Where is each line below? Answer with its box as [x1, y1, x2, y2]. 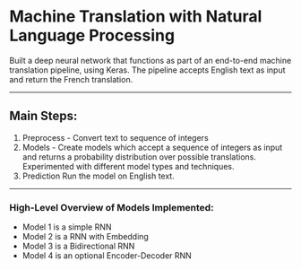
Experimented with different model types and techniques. [21, 161, 235, 171]
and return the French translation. [9, 74, 133, 84]
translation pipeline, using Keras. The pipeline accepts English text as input [9, 65, 286, 75]
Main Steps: [9, 109, 78, 124]
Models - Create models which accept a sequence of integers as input [21, 142, 283, 152]
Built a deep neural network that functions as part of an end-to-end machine [9, 55, 292, 65]
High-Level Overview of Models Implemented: [9, 201, 214, 213]
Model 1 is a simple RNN [21, 222, 112, 232]
